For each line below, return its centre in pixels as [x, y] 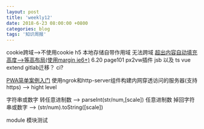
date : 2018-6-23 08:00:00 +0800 [47, 23]
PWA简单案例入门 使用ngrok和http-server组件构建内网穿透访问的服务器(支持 [102, 81]
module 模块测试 [27, 120]
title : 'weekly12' [29, 18]
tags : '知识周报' [26, 35]
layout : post [23, 12]
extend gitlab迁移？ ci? [35, 68]
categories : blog [28, 29]
